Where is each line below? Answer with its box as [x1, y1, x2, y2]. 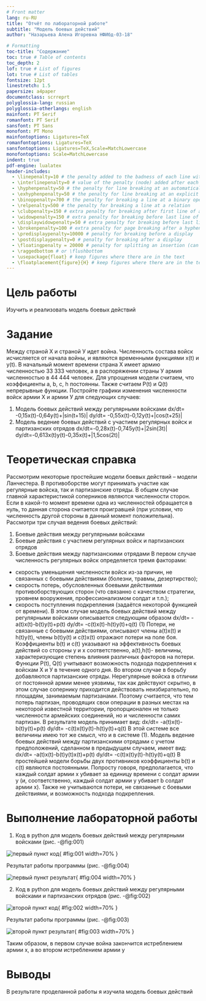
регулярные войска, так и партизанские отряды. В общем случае [6, 486, 179, 493]
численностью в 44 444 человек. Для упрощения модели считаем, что [6, 374, 194, 381]
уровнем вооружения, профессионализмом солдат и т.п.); [15, 595, 169, 602]
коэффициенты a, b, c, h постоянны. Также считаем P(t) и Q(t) [6, 381, 168, 388]
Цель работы [6, 286, 77, 300]
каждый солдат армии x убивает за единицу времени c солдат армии [15, 771, 199, 778]
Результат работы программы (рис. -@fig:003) [6, 916, 129, 923]
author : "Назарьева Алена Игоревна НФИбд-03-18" [6, 32, 133, 38]
